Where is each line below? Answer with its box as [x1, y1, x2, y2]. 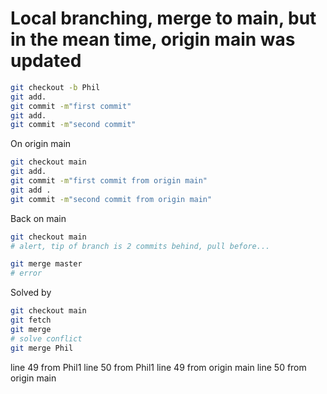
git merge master [10, 259, 83, 269]
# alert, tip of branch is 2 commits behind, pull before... [10, 241, 271, 251]
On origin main [10, 138, 72, 150]
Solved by [10, 287, 52, 299]
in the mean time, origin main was [10, 28, 296, 51]
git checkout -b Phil [10, 82, 101, 92]
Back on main [10, 212, 67, 224]
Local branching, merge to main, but [10, 7, 317, 30]
